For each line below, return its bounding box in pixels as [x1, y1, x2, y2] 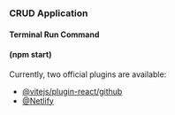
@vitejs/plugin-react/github [21, 86, 123, 96]
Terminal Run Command [9, 29, 100, 40]
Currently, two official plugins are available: [9, 69, 167, 80]
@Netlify [21, 96, 55, 106]
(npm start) [9, 50, 52, 60]
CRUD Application [9, 7, 88, 19]
